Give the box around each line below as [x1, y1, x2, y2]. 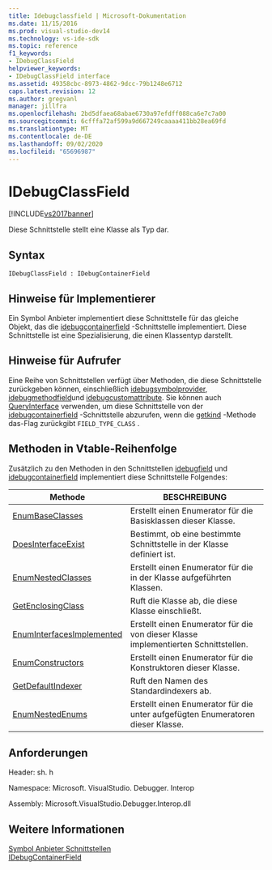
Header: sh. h [8, 767, 54, 778]
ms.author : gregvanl [8, 95, 79, 103]
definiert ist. [130, 548, 176, 560]
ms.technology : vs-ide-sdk [8, 34, 100, 43]
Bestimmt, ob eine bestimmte [130, 528, 241, 539]
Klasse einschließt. [130, 605, 202, 616]
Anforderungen [8, 746, 88, 760]
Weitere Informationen [8, 822, 125, 836]
